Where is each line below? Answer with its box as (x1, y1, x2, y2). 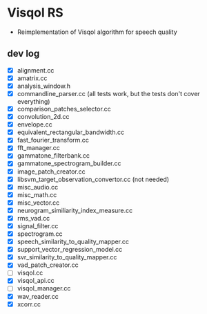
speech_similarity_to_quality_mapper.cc (17, 237, 130, 246)
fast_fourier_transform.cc (17, 136, 90, 145)
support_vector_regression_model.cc (17, 246, 123, 254)
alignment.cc (17, 66, 55, 74)
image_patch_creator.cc (17, 167, 86, 176)
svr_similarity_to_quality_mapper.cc (17, 253, 117, 261)
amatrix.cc (17, 74, 48, 82)
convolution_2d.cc (17, 113, 70, 121)
